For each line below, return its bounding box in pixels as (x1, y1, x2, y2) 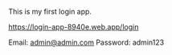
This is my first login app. (8, 7, 92, 16)
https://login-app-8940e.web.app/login (8, 22, 139, 31)
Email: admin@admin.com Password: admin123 (8, 37, 165, 47)
